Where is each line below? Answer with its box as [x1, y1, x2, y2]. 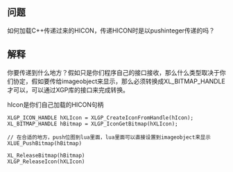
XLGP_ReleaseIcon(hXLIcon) [7, 158, 85, 165]
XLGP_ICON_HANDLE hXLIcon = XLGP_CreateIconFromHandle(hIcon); [7, 114, 194, 121]
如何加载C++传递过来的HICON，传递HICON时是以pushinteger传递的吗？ [7, 26, 215, 35]
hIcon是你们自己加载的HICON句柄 [7, 100, 104, 109]
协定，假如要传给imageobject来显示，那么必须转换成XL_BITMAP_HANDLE [12, 77, 225, 85]
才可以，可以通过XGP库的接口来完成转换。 [7, 85, 130, 94]
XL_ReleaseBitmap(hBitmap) [7, 152, 85, 159]
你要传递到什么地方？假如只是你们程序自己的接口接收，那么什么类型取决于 [7, 68, 220, 76]
